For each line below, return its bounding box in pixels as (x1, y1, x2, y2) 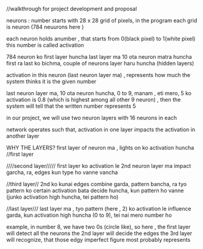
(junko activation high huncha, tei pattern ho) (6, 193, 119, 201)
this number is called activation (6, 42, 84, 48)
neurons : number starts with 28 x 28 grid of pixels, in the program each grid (6, 17, 198, 24)
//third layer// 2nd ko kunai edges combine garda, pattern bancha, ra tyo (6, 181, 187, 187)
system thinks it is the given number (6, 78, 97, 85)
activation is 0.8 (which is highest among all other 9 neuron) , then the (6, 96, 181, 103)
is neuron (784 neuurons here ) (6, 24, 84, 30)
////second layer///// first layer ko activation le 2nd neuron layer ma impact (6, 162, 191, 169)
